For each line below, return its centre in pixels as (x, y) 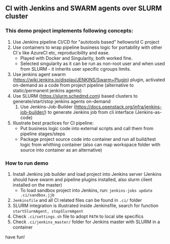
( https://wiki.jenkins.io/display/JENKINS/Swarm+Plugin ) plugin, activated (89, 80)
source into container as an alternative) (61, 150)
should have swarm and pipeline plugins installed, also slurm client (82, 179)
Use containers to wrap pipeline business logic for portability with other (87, 47)
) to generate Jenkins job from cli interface (89, 112)
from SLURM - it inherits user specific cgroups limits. (75, 69)
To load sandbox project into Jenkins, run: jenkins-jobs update (86, 190)
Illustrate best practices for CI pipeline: (53, 123)
